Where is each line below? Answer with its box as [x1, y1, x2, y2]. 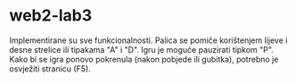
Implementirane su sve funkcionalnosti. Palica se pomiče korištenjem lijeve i [9, 35, 288, 46]
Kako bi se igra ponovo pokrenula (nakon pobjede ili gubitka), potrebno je [9, 54, 279, 64]
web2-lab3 [9, 5, 93, 26]
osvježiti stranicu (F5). [9, 63, 91, 74]
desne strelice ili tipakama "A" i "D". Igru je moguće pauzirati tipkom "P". [9, 44, 274, 54]
